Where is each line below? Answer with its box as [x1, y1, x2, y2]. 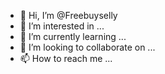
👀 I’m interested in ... [19, 20, 105, 32]
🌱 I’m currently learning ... [19, 31, 127, 42]
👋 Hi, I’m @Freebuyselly [19, 10, 118, 21]
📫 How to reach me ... [19, 53, 113, 64]
